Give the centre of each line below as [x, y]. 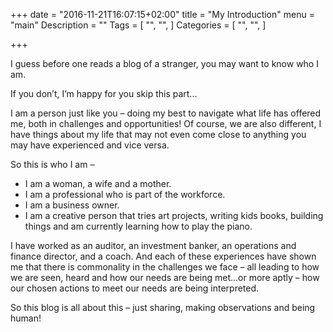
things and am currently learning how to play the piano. [138, 226]
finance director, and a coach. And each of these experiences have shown [163, 256]
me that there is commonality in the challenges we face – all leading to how [165, 267]
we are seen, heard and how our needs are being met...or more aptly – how [165, 277]
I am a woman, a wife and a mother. [98, 183]
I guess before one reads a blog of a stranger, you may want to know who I [164, 63]
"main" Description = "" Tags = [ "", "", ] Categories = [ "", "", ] [138, 25]
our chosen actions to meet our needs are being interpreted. [135, 288]
